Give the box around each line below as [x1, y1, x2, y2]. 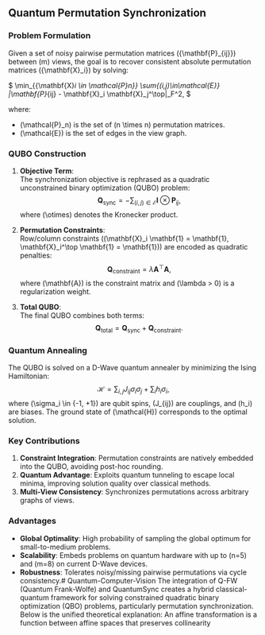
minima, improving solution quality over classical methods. [19, 478, 212, 488]
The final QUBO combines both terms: [19, 311, 145, 320]
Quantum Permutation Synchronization [8, 6, 206, 20]
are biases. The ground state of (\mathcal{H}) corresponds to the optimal [8, 407, 248, 416]
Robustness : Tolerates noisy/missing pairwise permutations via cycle [19, 567, 248, 577]
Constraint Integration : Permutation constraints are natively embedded [19, 453, 254, 463]
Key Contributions [8, 436, 81, 447]
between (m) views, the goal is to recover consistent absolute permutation [8, 56, 252, 66]
